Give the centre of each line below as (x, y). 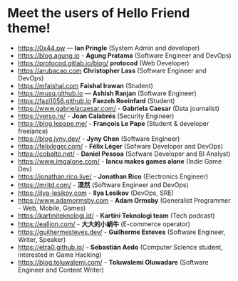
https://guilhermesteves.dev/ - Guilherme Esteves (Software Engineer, (121, 232)
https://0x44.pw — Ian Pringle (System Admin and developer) (109, 48)
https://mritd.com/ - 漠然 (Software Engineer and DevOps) (103, 185)
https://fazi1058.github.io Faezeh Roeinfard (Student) (96, 100)
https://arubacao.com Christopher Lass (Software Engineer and (112, 70)
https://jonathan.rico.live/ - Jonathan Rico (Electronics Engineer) (113, 176)
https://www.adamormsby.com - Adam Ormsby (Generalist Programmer (124, 200)
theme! (29, 28)
